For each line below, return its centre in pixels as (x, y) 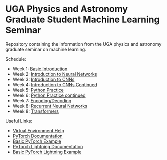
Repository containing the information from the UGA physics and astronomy (83, 44)
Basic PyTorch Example (37, 141)
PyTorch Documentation (37, 136)
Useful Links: (19, 121)
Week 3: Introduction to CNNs (43, 79)
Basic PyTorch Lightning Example (47, 152)
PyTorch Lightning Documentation (48, 146)
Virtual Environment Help (38, 130)
